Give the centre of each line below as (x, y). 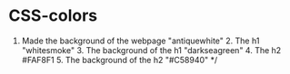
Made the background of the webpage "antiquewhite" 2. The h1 (140, 41)
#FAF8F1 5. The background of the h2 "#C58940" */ (120, 60)
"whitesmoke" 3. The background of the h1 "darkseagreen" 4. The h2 (151, 50)
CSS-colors (53, 16)
